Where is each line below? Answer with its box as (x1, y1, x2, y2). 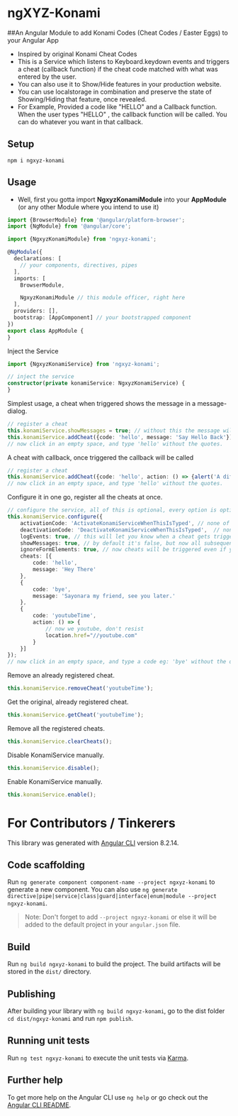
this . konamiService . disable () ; (7, 764, 100, 771)
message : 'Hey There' (33, 566, 97, 573)
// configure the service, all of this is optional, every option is (7, 507, 217, 514)
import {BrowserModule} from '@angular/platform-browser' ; (7, 216, 186, 223)
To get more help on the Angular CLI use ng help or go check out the (7, 1093, 208, 1101)
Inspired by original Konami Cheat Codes (17, 50, 137, 58)
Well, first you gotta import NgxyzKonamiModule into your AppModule (17, 195, 227, 204)
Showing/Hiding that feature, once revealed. (17, 94, 147, 104)
